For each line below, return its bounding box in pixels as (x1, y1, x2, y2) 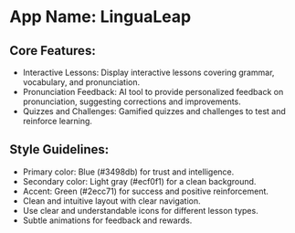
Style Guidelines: (9, 142, 110, 157)
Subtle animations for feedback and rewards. (22, 215, 193, 226)
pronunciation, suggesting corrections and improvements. (22, 96, 242, 107)
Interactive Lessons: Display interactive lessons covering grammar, (22, 67, 275, 78)
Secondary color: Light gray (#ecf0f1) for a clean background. (22, 175, 257, 186)
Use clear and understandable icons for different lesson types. (22, 205, 258, 216)
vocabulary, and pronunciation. (22, 77, 140, 88)
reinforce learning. (22, 116, 93, 126)
